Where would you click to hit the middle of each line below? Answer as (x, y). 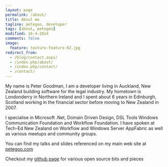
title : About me (22, 19)
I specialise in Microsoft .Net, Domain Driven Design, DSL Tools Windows (82, 117)
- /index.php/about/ (31, 62)
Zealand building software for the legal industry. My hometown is (73, 91)
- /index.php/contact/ (34, 67)
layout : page (19, 10)
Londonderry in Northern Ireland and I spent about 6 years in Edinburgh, (81, 97)
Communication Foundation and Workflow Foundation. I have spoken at (80, 123)
